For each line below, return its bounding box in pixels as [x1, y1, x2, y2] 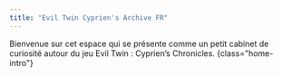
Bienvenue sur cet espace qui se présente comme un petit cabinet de [9, 38, 269, 49]
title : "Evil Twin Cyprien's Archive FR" [9, 13, 169, 23]
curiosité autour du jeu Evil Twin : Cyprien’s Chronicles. [9, 47, 216, 59]
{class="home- [217, 47, 274, 59]
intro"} [9, 57, 34, 68]
